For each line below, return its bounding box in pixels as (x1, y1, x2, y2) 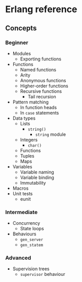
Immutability (20, 180, 47, 186)
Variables (12, 163, 32, 169)
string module (35, 131, 66, 137)
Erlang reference (5, 4, 77, 15)
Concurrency (12, 220, 40, 226)
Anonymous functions (20, 77, 66, 83)
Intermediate (5, 208, 38, 216)
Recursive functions (20, 88, 62, 94)
